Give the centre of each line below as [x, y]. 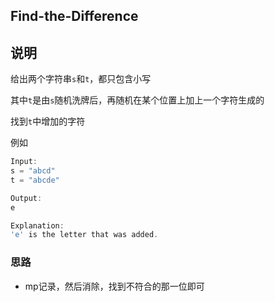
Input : [24, 162]
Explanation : [37, 225]
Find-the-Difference [74, 16]
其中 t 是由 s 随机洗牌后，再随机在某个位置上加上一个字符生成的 [137, 100]
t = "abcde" [35, 180]
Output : [26, 198]
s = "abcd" [33, 171]
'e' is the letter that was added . [84, 235]
